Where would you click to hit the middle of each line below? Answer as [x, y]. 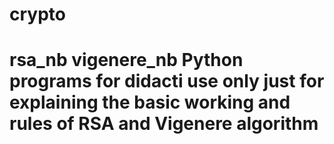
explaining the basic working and [150, 102]
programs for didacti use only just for [167, 81]
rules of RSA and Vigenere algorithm [164, 124]
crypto [37, 14]
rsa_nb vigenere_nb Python [126, 60]
